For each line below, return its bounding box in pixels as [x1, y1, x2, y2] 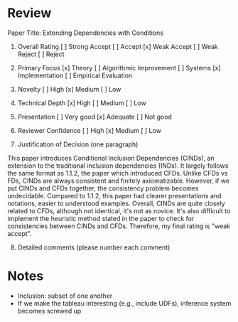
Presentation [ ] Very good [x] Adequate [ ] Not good [17, 112, 173, 121]
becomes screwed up [17, 306, 82, 315]
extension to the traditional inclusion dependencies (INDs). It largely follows [7, 161, 229, 170]
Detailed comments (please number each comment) [17, 243, 171, 252]
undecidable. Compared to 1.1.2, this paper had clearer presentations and [7, 191, 222, 200]
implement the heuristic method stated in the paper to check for [7, 214, 195, 222]
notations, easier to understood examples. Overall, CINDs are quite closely [7, 199, 225, 208]
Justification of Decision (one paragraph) [17, 140, 139, 149]
